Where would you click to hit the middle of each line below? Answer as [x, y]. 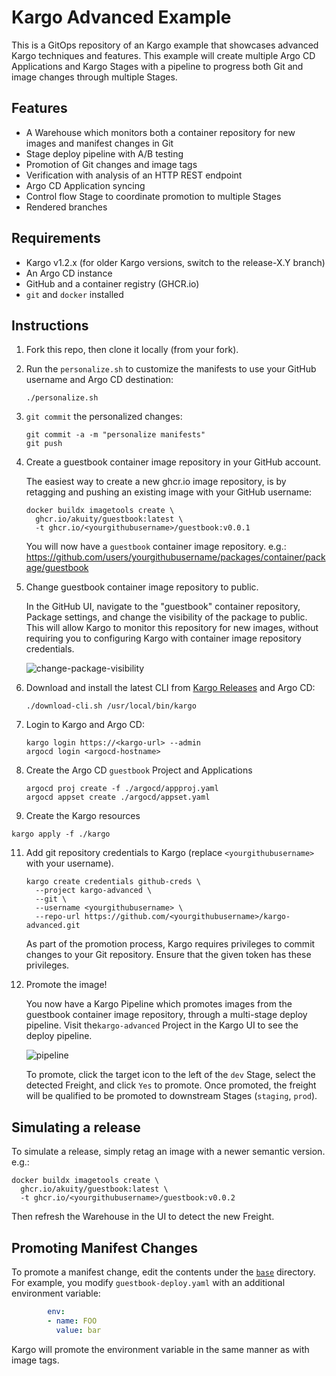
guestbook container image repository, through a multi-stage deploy [166, 1015]
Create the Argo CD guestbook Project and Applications [139, 770]
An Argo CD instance [69, 273]
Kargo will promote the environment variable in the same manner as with [160, 1349]
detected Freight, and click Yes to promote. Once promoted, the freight [171, 1085]
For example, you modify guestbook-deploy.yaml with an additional [148, 1282]
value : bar [78, 1330]
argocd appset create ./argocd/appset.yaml [118, 797]
